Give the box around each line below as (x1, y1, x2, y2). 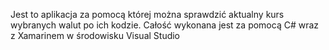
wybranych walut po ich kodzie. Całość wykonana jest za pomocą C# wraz (10, 19, 320, 31)
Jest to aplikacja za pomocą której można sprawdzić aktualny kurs (10, 9, 285, 20)
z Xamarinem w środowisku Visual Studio (10, 30, 181, 41)
